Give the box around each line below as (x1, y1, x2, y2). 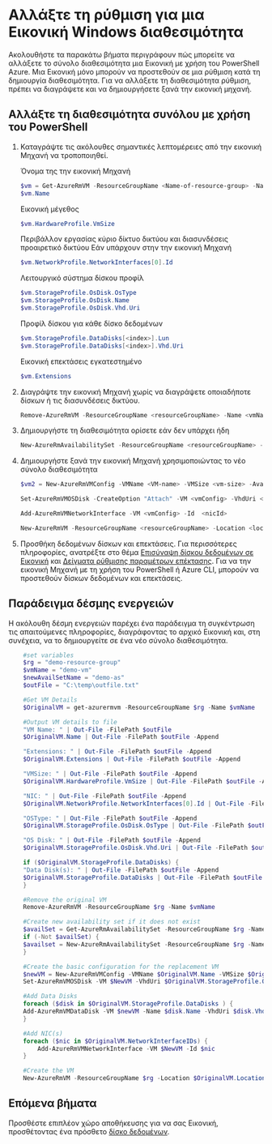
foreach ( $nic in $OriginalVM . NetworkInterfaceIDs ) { (23, 1037, 208, 1045)
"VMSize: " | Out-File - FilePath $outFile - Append (23, 770, 198, 779)
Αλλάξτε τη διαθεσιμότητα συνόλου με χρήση (8, 108, 251, 122)
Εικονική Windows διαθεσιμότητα (8, 23, 244, 41)
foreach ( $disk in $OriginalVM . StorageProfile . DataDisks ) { (23, 1000, 234, 1008)
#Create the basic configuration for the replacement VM (23, 963, 219, 971)
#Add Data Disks (23, 992, 79, 1001)
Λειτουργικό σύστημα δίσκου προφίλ (19, 273, 144, 283)
